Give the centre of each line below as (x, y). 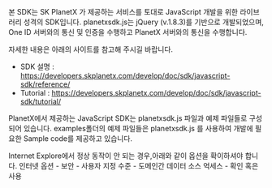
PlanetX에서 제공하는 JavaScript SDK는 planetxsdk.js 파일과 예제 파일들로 (128, 118)
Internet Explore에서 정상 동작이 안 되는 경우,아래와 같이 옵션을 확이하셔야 (126, 156)
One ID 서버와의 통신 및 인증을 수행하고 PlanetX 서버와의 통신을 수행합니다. (128, 32)
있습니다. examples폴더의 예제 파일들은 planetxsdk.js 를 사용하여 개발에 (138, 128)
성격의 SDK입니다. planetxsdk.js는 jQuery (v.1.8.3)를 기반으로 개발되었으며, (143, 22)
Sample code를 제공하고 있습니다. (78, 139)
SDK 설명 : (37, 66)
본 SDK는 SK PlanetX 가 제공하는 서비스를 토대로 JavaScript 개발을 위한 (123, 12)
